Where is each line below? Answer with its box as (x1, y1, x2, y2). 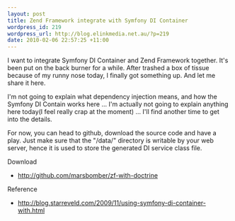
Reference (7, 185, 38, 193)
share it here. (7, 79, 46, 87)
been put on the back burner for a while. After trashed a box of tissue (7, 64, 210, 72)
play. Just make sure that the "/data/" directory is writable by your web (7, 136, 214, 145)
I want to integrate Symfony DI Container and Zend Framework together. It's (7, 56, 229, 64)
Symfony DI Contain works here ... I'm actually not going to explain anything (7, 100, 229, 108)
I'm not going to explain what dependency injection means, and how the (7, 93, 217, 101)
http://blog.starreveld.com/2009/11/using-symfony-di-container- (17, 199, 207, 208)
